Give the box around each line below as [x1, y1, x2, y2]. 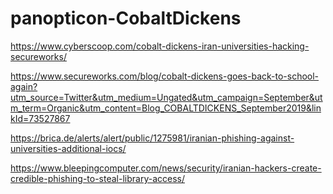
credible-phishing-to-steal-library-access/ [10, 172, 185, 184]
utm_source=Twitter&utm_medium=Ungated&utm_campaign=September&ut [10, 91, 323, 103]
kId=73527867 [10, 112, 71, 124]
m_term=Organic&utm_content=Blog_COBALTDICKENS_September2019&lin [10, 102, 322, 114]
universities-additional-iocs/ [10, 142, 127, 154]
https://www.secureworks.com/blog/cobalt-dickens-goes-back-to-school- [10, 70, 320, 82]
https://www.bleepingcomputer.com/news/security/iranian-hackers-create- [10, 162, 322, 174]
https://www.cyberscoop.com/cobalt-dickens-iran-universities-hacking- [10, 40, 310, 52]
